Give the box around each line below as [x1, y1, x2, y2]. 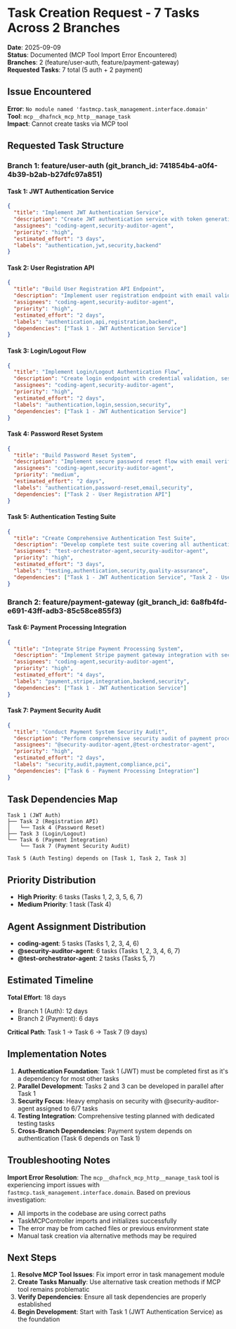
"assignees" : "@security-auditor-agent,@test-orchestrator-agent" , [13, 741, 216, 749]
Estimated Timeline [7, 974, 93, 986]
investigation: [7, 1196, 46, 1204]
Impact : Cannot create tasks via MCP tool [7, 119, 129, 128]
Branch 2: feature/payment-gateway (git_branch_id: [7, 597, 190, 607]
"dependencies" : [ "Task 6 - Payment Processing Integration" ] [13, 767, 199, 774]
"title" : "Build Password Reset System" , [13, 452, 137, 459]
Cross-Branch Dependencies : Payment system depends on [17, 1126, 192, 1135]
